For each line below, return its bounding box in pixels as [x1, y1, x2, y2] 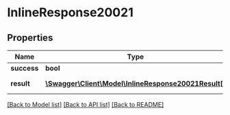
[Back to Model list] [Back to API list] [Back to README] [7, 101, 164, 108]
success [10, 63, 39, 73]
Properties [7, 32, 53, 44]
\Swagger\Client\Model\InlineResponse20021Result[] [45, 79, 226, 88]
